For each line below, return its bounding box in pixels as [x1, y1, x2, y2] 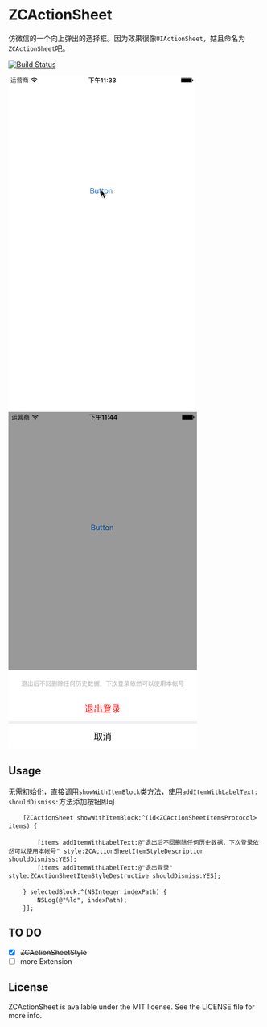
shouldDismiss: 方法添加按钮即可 [8, 796, 116, 806]
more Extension [19, 956, 72, 966]
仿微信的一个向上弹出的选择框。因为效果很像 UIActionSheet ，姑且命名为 [8, 33, 246, 43]
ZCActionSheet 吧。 [8, 43, 70, 53]
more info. [8, 1010, 43, 1020]
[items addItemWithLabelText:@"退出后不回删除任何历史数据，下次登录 [37, 838, 253, 846]
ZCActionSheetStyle [19, 947, 87, 957]
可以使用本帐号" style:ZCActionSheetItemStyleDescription [14, 847, 204, 855]
